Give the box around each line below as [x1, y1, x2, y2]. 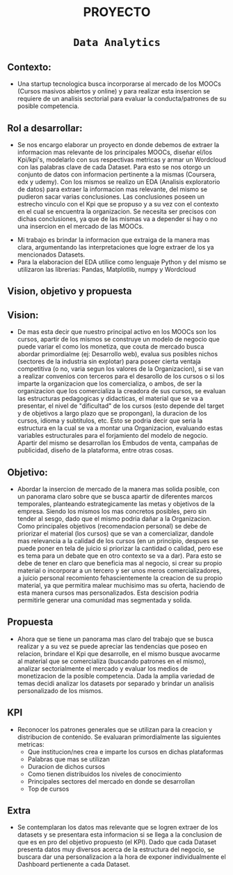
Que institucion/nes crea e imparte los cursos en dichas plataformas [27, 747, 224, 756]
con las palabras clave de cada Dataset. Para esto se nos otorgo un [17, 163, 211, 171]
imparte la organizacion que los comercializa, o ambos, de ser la [17, 379, 202, 388]
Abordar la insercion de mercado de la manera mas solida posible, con [17, 485, 220, 494]
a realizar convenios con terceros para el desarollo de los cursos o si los [17, 372, 225, 381]
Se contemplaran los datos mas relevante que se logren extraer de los [17, 823, 218, 832]
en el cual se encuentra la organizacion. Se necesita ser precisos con [17, 207, 217, 215]
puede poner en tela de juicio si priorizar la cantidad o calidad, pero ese [17, 545, 224, 553]
